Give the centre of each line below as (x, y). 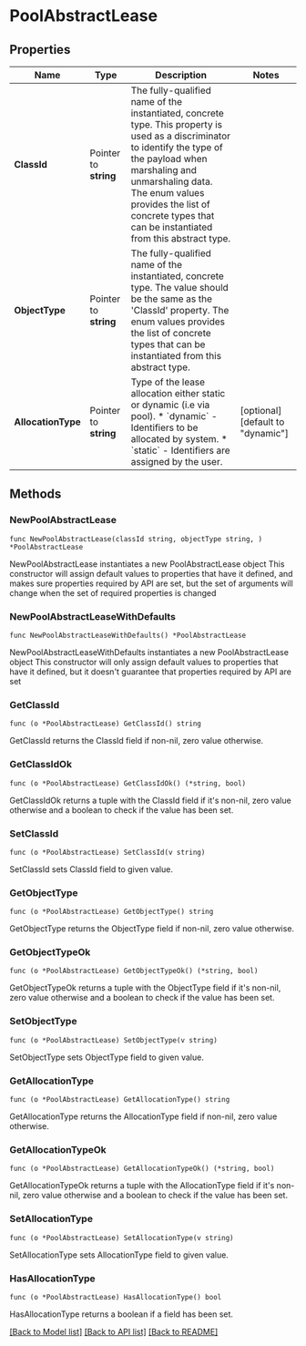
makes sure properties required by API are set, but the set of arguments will (151, 583)
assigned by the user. (177, 462)
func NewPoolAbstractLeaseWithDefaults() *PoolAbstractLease (128, 635)
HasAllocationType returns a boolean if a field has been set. (122, 1314)
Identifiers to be (164, 427)
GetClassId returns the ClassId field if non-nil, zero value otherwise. (137, 741)
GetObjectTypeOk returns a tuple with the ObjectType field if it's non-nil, (145, 988)
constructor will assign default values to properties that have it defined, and (151, 573)
